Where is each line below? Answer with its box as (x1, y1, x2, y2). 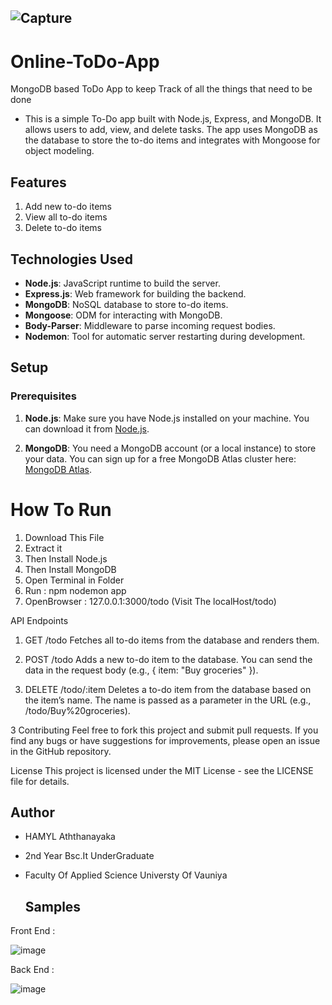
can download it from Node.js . (24, 422, 150, 435)
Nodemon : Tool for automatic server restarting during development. (24, 330, 306, 342)
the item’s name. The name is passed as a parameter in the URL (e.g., (24, 694, 312, 706)
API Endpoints (10, 614, 69, 626)
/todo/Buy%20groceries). (24, 704, 131, 716)
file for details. (10, 775, 70, 787)
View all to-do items (24, 211, 108, 223)
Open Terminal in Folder (24, 574, 125, 586)
